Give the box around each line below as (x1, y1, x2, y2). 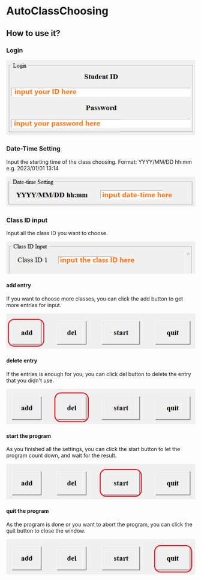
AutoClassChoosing (6, 4, 109, 18)
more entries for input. (6, 301, 62, 308)
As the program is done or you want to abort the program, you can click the (6, 521, 193, 528)
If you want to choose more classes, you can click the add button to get (6, 295, 184, 302)
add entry (6, 282, 31, 289)
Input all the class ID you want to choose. (6, 230, 108, 237)
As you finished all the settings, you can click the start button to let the (6, 446, 181, 453)
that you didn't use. (6, 377, 54, 384)
